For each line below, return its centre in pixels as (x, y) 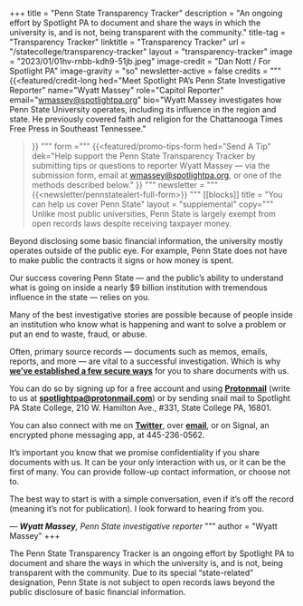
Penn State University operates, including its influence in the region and (143, 109)
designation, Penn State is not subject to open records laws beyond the (142, 582)
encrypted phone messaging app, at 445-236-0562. (107, 435)
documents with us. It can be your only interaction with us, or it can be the (148, 462)
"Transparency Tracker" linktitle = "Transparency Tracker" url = (128, 42)
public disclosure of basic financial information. (98, 592)
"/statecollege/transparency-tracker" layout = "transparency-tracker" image (151, 52)
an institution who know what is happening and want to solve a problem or (148, 324)
